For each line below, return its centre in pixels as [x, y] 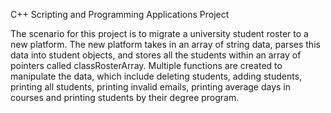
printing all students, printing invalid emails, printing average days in [151, 87]
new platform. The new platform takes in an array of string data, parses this [165, 44]
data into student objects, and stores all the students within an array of [156, 55]
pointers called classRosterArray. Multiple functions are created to [146, 65]
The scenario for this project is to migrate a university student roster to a [159, 33]
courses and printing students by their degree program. [125, 97]
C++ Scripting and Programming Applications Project [120, 14]
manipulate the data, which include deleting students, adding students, [156, 76]
